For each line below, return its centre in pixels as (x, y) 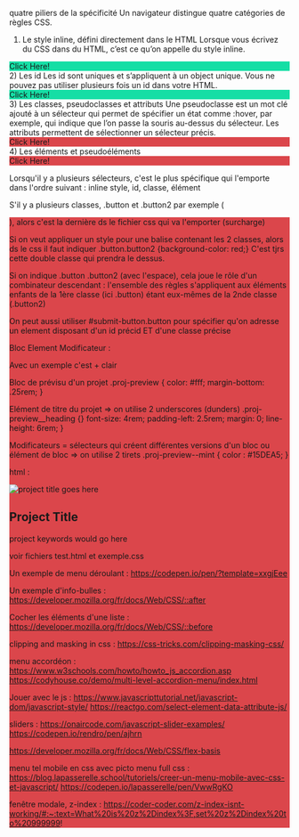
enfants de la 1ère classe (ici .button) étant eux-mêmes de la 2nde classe (143, 294)
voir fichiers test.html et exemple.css (77, 556)
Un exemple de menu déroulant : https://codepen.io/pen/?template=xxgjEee (148, 573)
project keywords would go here (69, 539)
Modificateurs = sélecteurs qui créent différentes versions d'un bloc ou (140, 445)
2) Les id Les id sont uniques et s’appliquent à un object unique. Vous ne (142, 76)
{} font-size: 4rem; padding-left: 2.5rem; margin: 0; (170, 418)
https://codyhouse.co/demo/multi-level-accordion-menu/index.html (133, 679)
